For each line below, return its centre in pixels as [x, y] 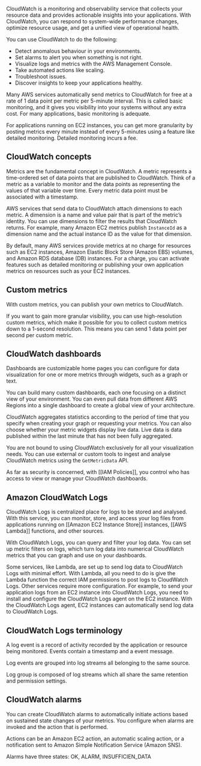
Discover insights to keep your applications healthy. [79, 83]
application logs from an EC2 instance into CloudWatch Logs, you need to [97, 593]
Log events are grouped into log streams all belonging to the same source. [98, 663]
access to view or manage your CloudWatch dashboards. [77, 479]
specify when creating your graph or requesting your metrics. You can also [99, 423]
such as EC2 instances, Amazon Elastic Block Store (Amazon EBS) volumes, [100, 252]
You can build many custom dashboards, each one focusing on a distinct [96, 393]
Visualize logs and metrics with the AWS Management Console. [93, 64]
